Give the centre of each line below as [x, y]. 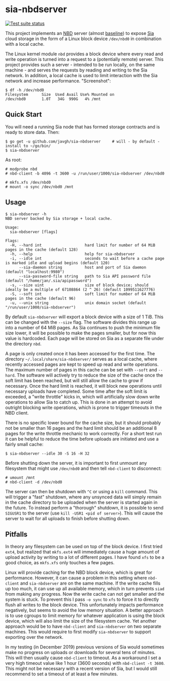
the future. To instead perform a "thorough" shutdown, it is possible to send [84, 507]
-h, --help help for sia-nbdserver [73, 254]
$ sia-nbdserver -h [26, 214]
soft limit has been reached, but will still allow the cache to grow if [74, 380]
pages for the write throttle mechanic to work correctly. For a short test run [84, 433]
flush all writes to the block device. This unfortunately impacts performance [84, 605]
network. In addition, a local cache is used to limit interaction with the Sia [81, 75]
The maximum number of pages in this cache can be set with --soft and [81, 369]
